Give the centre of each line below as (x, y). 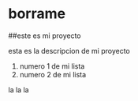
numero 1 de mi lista (52, 66)
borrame (37, 14)
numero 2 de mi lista (53, 74)
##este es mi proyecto (45, 36)
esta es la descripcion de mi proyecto (69, 50)
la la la (19, 90)
